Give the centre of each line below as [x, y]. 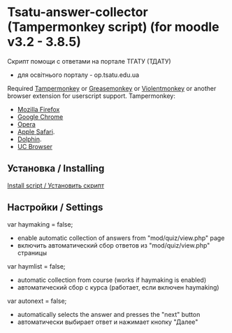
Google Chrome [40, 117]
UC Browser [35, 146]
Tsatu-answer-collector [78, 12]
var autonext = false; [37, 301]
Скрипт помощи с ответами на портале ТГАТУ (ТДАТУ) [89, 61]
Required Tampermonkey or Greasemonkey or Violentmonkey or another [112, 88]
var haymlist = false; [36, 266]
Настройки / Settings [55, 207]
